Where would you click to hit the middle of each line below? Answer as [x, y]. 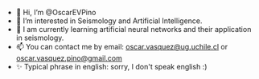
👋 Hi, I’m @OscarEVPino [56, 12]
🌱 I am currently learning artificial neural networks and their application [134, 29]
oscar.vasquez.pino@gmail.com [69, 58]
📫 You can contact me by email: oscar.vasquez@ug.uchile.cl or [122, 47]
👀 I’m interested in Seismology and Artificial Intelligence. [109, 21]
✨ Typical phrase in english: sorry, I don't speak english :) [111, 67]
